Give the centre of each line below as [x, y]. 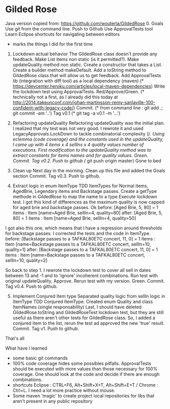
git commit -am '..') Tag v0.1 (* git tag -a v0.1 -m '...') [66, 113]
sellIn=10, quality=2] [26, 260]
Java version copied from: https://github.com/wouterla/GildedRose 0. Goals [84, 23]
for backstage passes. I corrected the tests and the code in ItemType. [78, 233]
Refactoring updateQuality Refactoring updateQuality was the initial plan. [89, 123]
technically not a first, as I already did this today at [65, 97]
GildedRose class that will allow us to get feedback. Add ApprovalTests [87, 75]
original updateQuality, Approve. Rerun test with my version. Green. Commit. [85, 281]
